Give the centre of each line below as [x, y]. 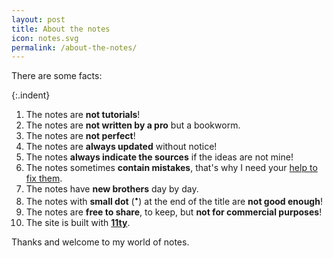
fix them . [44, 178]
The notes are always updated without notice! [121, 147]
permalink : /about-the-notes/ [74, 47]
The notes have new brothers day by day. [112, 189]
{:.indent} [31, 95]
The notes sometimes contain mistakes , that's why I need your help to [171, 168]
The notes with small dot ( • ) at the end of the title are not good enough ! [174, 200]
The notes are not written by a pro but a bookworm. [133, 125]
